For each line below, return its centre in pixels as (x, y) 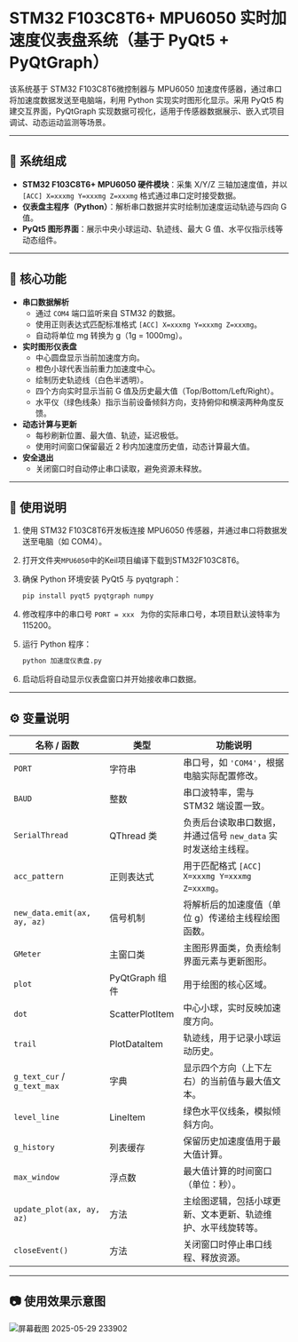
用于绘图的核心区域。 (227, 984)
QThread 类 (133, 836)
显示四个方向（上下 (223, 1068)
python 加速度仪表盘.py (62, 661)
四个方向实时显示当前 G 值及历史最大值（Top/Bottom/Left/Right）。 (157, 391)
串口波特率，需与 (219, 792)
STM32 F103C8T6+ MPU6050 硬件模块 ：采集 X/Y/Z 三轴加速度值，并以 (155, 184)
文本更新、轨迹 (232, 1214)
